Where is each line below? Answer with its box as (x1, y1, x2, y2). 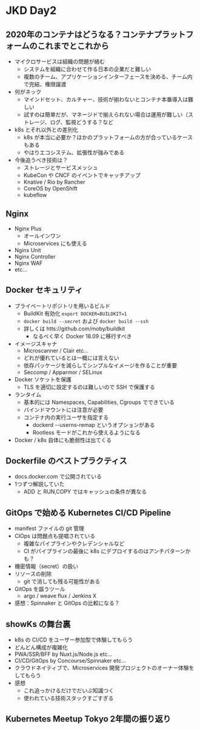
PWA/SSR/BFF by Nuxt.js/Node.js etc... (14, 651, 113, 658)
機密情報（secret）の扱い (14, 563, 79, 570)
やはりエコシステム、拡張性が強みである (23, 149, 125, 156)
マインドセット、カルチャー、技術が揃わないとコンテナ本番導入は (23, 96, 188, 103)
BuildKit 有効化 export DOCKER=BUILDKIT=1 (23, 310, 127, 317)
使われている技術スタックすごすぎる (23, 695, 114, 702)
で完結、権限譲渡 (23, 81, 67, 88)
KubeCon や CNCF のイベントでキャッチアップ (23, 172, 141, 179)
